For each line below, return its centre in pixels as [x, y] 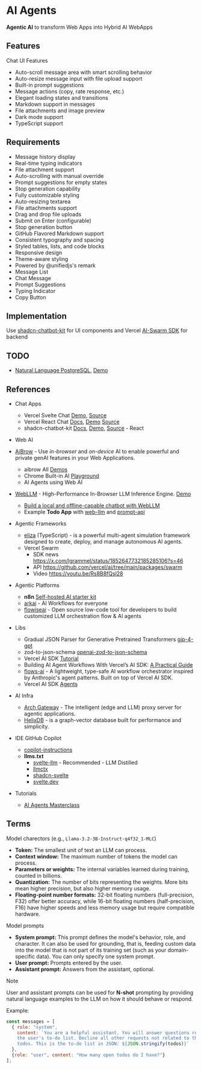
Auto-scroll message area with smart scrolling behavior [83, 72]
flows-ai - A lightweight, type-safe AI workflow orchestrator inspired [109, 671]
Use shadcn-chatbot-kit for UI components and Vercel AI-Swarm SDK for [97, 331]
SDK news [46, 554]
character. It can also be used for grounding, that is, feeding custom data [105, 943]
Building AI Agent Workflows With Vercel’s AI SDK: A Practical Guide [109, 665]
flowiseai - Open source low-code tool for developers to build [100, 610]
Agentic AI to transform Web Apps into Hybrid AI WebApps [80, 27]
